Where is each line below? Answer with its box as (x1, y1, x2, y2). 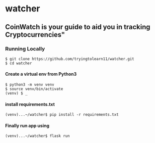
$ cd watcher (5, 60, 32, 66)
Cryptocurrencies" (5, 30, 66, 39)
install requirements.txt (5, 101, 55, 107)
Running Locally (5, 45, 45, 52)
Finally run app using (5, 122, 50, 129)
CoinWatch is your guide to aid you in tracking (5, 23, 151, 31)
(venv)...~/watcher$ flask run (5, 134, 70, 139)
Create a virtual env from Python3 (5, 71, 77, 77)
